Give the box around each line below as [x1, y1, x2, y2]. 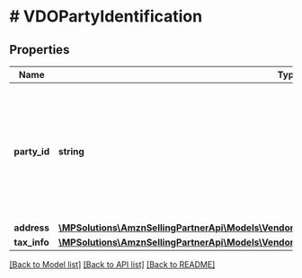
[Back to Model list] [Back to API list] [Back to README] [9, 259, 216, 270]
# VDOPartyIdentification [9, 6, 203, 27]
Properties [9, 42, 70, 57]
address [13, 222, 50, 234]
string [58, 145, 85, 158]
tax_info [13, 236, 49, 248]
